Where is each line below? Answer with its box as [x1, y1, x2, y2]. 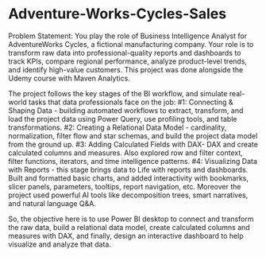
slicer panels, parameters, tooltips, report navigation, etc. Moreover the [8, 181, 241, 191]
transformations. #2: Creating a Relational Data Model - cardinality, [8, 123, 227, 132]
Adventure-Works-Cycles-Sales [8, 5, 227, 23]
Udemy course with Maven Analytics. [8, 73, 131, 83]
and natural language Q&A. [8, 198, 97, 208]
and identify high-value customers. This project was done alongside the [8, 64, 244, 74]
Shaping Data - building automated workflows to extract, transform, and [8, 105, 244, 115]
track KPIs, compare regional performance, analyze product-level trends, [8, 56, 248, 66]
